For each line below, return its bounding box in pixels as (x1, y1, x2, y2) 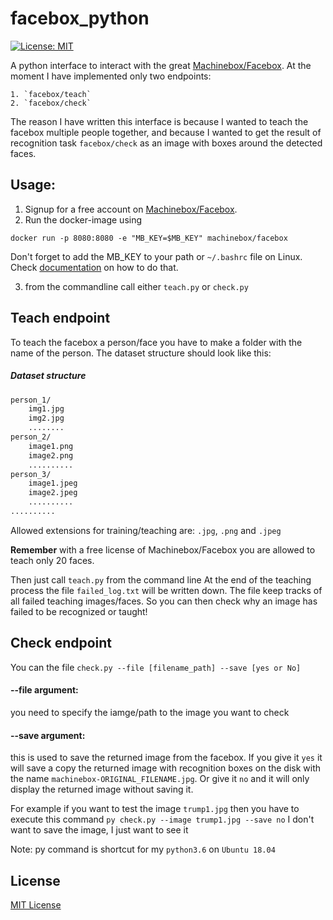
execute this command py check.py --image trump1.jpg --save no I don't (10, 813, 315, 826)
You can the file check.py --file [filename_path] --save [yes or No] (10, 661, 302, 673)
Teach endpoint (10, 310, 111, 327)
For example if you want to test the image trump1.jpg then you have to (10, 803, 300, 815)
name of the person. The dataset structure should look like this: (10, 347, 272, 359)
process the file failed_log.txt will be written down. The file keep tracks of (10, 584, 323, 596)
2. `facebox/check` (10, 98, 92, 108)
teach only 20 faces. (10, 554, 95, 566)
